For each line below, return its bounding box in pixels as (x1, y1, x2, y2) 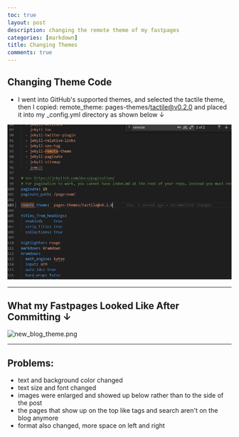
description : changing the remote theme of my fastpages (7, 26, 180, 33)
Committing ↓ (7, 310, 72, 323)
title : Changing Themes (7, 41, 78, 49)
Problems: (7, 357, 54, 369)
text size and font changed (17, 384, 97, 392)
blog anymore (17, 414, 59, 423)
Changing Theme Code (7, 76, 112, 88)
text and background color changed (17, 376, 123, 384)
